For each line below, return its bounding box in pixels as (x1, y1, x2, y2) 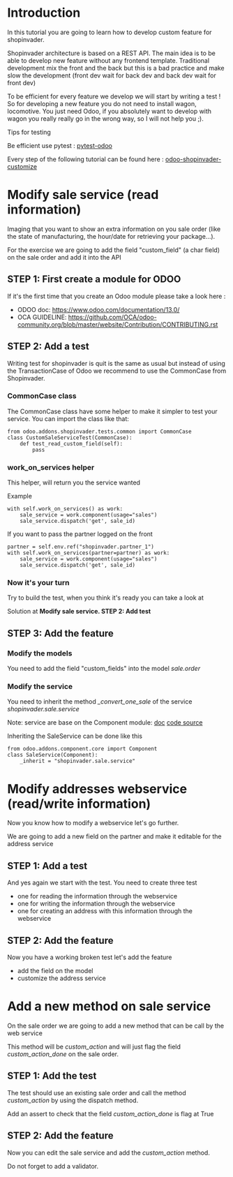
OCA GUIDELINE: (17, 313, 67, 321)
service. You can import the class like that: (7, 414, 129, 423)
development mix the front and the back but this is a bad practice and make (7, 64, 225, 72)
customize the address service (17, 974, 106, 982)
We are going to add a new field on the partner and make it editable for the (7, 832, 222, 841)
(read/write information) (7, 796, 151, 811)
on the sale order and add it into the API (7, 253, 121, 261)
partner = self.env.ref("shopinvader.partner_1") (7, 543, 155, 551)
